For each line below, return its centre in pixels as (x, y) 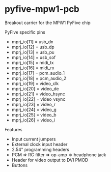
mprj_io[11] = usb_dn (32, 42)
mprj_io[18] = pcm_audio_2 (39, 78)
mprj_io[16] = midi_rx (33, 68)
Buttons (20, 165)
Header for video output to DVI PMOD (50, 160)
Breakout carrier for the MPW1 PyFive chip (48, 23)
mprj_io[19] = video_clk (35, 83)
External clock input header (40, 144)
